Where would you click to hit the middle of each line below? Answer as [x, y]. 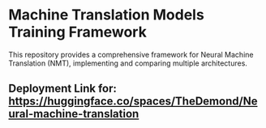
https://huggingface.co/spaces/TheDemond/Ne [133, 102]
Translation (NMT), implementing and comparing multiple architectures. [128, 63]
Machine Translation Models [106, 15]
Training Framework [78, 32]
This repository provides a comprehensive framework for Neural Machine [131, 54]
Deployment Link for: [63, 89]
